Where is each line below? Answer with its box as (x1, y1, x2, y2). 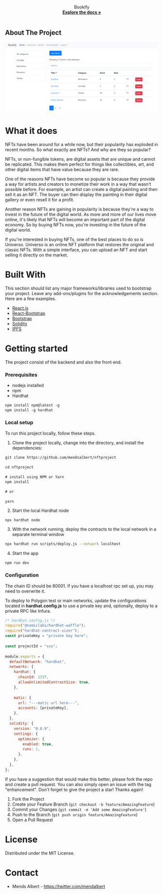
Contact (5, 867, 38, 878)
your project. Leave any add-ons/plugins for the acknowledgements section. (5, 291, 159, 296)
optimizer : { (18, 736, 45, 742)
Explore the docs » (62, 9, 101, 15)
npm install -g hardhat (5, 408, 54, 413)
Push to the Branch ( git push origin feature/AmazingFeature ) (12, 811, 138, 817)
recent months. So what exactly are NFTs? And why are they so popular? (5, 147, 151, 153)
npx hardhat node (5, 517, 40, 522)
